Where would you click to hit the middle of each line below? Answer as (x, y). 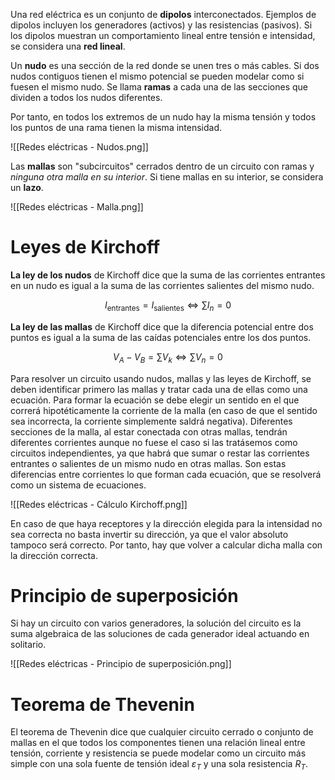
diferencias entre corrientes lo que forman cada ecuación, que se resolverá (166, 474)
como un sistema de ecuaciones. (78, 485)
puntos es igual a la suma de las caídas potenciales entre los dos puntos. (161, 337)
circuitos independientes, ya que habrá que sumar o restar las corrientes (160, 453)
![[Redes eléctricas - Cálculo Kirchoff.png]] (99, 504)
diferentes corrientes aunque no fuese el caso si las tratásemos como (154, 442)
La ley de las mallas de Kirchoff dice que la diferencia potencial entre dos (162, 326)
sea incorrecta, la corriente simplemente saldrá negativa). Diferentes (151, 421)
